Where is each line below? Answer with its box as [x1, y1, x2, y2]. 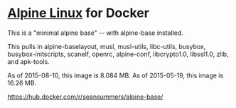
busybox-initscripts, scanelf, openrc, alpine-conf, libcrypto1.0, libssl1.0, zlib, [7, 50, 229, 58]
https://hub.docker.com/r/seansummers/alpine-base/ [7, 92, 163, 101]
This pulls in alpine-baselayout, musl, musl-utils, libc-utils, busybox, [7, 42, 206, 50]
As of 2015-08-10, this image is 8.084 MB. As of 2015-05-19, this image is [7, 71, 224, 80]
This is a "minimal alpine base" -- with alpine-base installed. [7, 28, 183, 37]
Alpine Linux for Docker [7, 5, 149, 21]
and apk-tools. [7, 57, 50, 65]
